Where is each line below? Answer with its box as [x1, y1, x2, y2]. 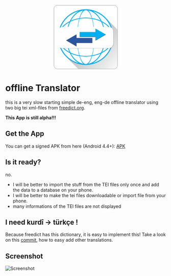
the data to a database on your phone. [12, 187, 93, 193]
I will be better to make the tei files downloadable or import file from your [12, 192, 166, 198]
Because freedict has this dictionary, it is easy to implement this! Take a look [5, 231, 166, 238]
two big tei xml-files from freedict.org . [5, 104, 85, 111]
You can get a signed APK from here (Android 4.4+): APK [5, 143, 126, 149]
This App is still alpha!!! [5, 114, 56, 120]
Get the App [5, 130, 44, 138]
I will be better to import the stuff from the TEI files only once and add [12, 181, 159, 187]
